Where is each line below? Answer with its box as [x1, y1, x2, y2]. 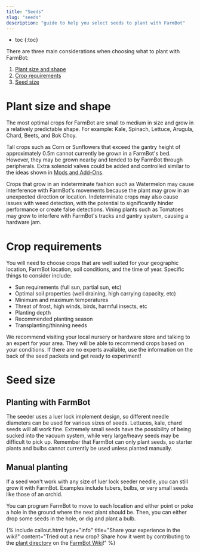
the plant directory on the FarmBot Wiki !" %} [6, 539, 116, 547]
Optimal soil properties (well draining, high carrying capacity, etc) [14, 290, 176, 297]
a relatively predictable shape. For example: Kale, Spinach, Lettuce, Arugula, [6, 126, 194, 133]
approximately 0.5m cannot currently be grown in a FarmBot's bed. [6, 150, 171, 157]
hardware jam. [6, 219, 42, 226]
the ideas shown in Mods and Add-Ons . [6, 169, 104, 176]
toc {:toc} [14, 36, 39, 44]
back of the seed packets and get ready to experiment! [6, 352, 141, 359]
